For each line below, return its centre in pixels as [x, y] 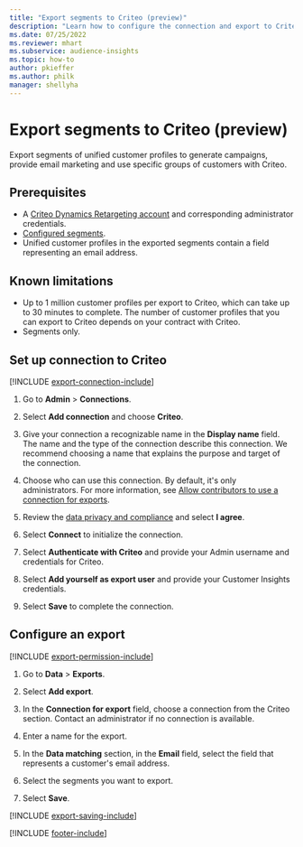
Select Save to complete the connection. [98, 606]
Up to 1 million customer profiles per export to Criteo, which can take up [156, 302]
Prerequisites [48, 192]
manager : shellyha [44, 85]
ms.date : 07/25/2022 [48, 34]
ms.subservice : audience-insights [74, 51]
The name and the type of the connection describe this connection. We [155, 444]
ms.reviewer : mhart [46, 43]
